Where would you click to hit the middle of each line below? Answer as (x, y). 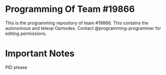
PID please (16, 67)
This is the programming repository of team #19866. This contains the (77, 23)
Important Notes (40, 54)
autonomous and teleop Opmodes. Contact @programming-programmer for (83, 28)
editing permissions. (26, 33)
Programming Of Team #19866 (70, 9)
